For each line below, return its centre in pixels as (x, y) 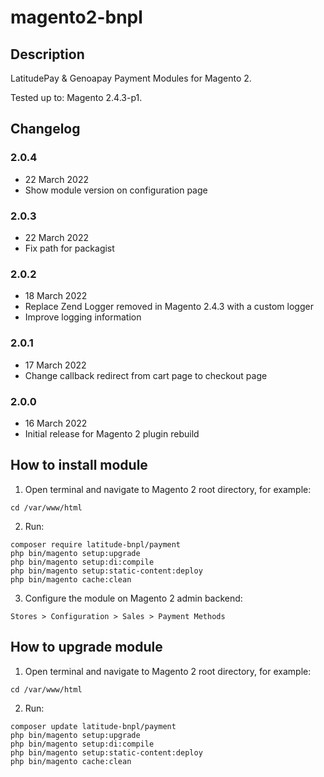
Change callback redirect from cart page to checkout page (146, 375)
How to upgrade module (86, 647)
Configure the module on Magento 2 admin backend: (133, 598)
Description (47, 54)
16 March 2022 (56, 423)
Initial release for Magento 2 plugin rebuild (112, 433)
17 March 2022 (55, 365)
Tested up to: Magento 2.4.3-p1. (76, 97)
